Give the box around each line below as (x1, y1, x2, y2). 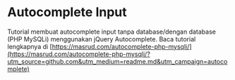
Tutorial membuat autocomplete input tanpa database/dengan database (7, 27, 217, 36)
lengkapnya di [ (7, 42, 53, 51)
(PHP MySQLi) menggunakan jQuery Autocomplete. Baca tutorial (7, 34, 196, 43)
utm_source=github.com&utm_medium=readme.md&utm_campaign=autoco (7, 57, 228, 65)
